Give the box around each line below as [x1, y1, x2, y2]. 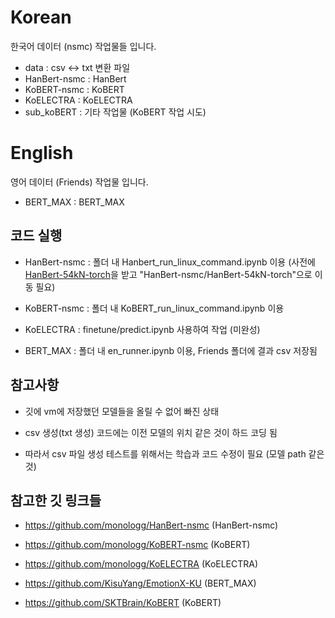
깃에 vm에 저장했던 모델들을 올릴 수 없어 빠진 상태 [24, 405, 220, 417]
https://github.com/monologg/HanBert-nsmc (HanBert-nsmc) [24, 519, 279, 531]
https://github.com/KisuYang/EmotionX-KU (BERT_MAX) [24, 577, 257, 590]
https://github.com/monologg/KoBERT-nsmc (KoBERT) [24, 539, 251, 551]
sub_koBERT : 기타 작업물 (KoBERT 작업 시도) [24, 106, 207, 118]
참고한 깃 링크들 [10, 492, 102, 509]
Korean [10, 6, 72, 29]
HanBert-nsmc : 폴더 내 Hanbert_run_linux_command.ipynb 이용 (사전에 [24, 256, 316, 268]
